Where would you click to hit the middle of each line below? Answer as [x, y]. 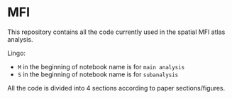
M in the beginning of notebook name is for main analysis [101, 66]
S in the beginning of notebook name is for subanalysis [98, 74]
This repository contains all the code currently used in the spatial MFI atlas [116, 32]
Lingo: [17, 53]
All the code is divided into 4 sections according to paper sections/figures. [116, 88]
